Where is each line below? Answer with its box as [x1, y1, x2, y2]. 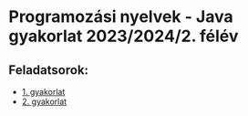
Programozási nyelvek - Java [8, 6, 233, 27]
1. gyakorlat [21, 87, 66, 97]
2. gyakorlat [21, 96, 67, 107]
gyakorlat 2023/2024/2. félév [8, 26, 239, 47]
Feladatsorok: [8, 62, 88, 78]
